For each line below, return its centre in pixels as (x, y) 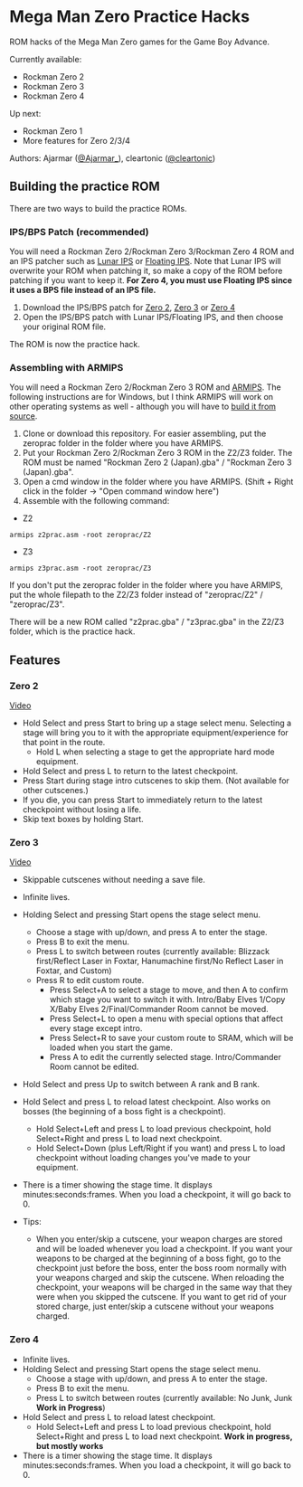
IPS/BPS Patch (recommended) (79, 232)
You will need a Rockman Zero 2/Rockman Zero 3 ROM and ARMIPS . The (146, 387)
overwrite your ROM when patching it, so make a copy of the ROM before (146, 271)
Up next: (25, 113)
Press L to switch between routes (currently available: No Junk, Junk (164, 1397)
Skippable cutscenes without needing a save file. (114, 880)
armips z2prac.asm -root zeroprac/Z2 (80, 535)
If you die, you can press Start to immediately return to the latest (142, 800)
